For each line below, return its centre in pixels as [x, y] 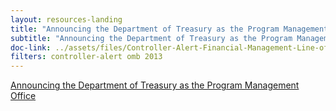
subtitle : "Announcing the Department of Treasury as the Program [151, 38]
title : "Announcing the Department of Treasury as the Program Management [169, 29]
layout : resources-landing [66, 19]
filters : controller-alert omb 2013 [86, 57]
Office [23, 96]
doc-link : [31, 47]
